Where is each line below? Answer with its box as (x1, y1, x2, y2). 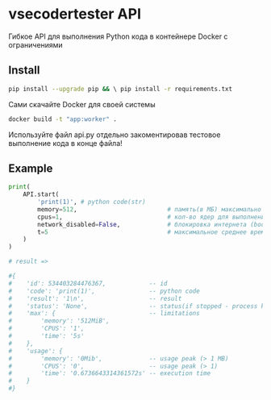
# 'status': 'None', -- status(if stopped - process (8, 302, 258, 310)
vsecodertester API (8, 5, 142, 23)
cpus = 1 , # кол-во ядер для (37, 213, 229, 221)
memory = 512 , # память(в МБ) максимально (37, 205, 262, 214)
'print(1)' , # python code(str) (37, 198, 147, 206)
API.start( (23, 190, 60, 198)
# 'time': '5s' (8, 332, 85, 340)
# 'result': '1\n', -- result (8, 294, 182, 302)
